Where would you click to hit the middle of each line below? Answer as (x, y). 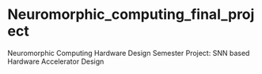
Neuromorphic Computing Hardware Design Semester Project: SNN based (129, 53)
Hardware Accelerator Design (56, 61)
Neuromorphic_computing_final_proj (131, 15)
